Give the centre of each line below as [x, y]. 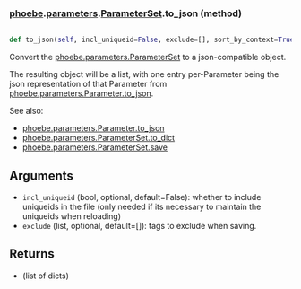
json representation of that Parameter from [88, 84]
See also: [26, 111]
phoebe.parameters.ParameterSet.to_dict [99, 138]
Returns [32, 254]
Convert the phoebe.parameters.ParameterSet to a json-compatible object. [148, 57]
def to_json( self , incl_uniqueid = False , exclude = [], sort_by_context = [144, 40]
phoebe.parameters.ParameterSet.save [95, 147]
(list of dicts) [46, 276]
